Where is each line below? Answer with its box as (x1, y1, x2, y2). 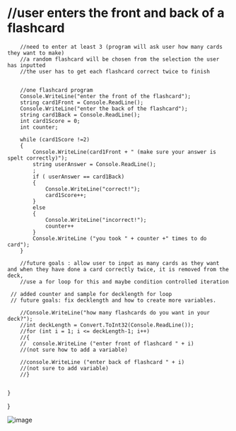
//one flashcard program (20, 86, 93, 93)
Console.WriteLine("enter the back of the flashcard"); (20, 105, 189, 112)
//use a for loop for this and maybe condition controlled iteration (20, 278, 230, 285)
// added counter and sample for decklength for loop (10, 290, 172, 297)
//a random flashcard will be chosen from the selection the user (20, 55, 220, 63)
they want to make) (7, 49, 65, 57)
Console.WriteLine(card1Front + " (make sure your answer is (33, 148, 217, 155)
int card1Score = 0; (20, 117, 81, 124)
